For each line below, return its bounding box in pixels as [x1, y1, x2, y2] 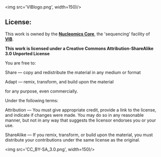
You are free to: [5, 60, 36, 66]
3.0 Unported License [5, 50, 50, 56]
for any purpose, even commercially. [5, 88, 79, 94]
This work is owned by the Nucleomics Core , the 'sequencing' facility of [5, 31, 150, 37]
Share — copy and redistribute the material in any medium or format [5, 69, 141, 75]
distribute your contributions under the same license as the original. [5, 137, 141, 142]
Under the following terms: [5, 97, 59, 103]
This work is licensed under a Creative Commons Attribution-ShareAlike [5, 46, 154, 51]
